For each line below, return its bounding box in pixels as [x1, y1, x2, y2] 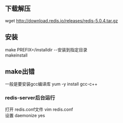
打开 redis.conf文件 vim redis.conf [5, 106, 74, 112]
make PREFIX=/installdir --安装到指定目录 [5, 46, 88, 52]
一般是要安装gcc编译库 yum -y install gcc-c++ [5, 81, 98, 87]
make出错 [5, 67, 35, 76]
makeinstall [5, 52, 28, 58]
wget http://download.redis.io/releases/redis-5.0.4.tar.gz [5, 17, 118, 23]
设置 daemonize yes [5, 112, 45, 118]
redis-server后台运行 [5, 94, 55, 101]
